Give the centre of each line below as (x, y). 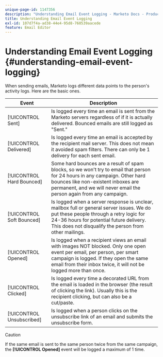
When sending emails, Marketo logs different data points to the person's (77, 86)
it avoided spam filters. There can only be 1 (101, 150)
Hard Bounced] (25, 182)
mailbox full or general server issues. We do (101, 208)
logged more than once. (78, 270)
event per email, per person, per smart (95, 252)
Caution (13, 335)
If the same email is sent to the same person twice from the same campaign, (81, 344)
